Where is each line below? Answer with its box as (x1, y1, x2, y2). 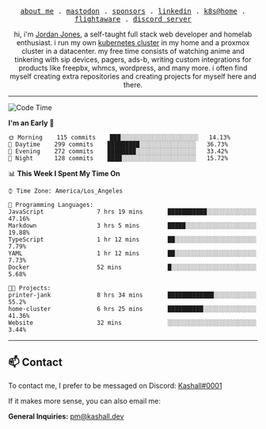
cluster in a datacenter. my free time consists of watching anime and (21, 47, 245, 56)
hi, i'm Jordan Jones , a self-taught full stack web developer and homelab (13, 29, 253, 39)
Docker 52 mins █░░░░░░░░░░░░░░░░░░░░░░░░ (8, 263, 257, 271)
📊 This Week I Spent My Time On (8, 169, 120, 178)
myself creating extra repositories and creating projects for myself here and (9, 71, 256, 81)
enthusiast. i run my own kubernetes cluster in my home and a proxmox (16, 38, 250, 47)
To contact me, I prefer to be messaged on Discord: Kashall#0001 (8, 381, 222, 390)
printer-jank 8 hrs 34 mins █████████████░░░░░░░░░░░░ (8, 291, 257, 299)
